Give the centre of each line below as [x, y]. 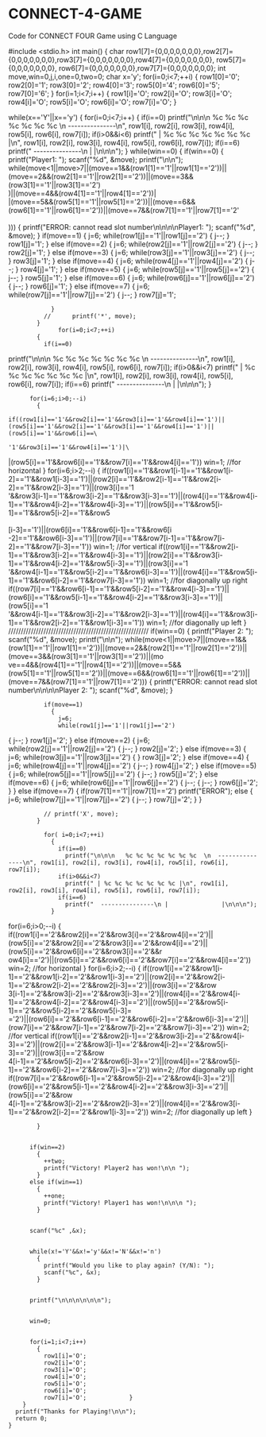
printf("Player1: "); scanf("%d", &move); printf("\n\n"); [96, 159]
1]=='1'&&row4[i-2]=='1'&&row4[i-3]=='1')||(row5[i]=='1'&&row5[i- [116, 504]
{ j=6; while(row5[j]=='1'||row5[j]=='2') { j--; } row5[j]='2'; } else [113, 774]
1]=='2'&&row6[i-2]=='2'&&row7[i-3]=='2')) [79, 1069]
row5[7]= [231, 60]
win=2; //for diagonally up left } [201, 1112]
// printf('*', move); [90, 316]
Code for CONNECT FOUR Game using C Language [93, 36]
